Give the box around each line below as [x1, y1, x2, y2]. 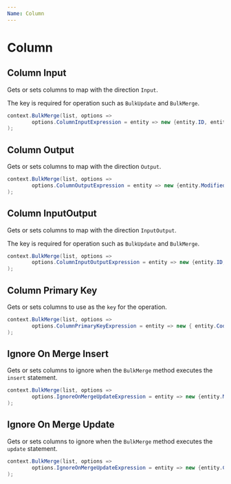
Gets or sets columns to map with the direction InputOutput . [7, 225, 177, 234]
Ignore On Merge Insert [7, 347, 109, 359]
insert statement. [7, 374, 58, 382]
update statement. [7, 444, 58, 452]
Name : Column [7, 10, 45, 17]
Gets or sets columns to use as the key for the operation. [7, 303, 167, 311]
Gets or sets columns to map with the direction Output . [7, 163, 162, 171]
